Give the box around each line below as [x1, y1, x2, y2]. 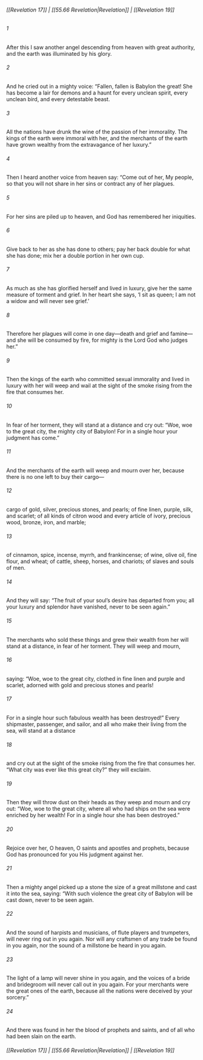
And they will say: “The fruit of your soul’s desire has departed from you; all [6, 597, 195, 604]
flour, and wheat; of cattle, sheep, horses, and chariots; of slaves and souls [6, 558, 194, 565]
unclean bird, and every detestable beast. [6, 96, 110, 103]
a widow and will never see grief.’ [6, 298, 90, 305]
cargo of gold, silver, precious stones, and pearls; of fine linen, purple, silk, [6, 506, 193, 513]
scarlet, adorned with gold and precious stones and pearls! [6, 681, 154, 688]
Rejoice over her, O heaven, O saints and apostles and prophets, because [6, 844, 190, 852]
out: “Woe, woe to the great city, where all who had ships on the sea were [6, 805, 191, 813]
